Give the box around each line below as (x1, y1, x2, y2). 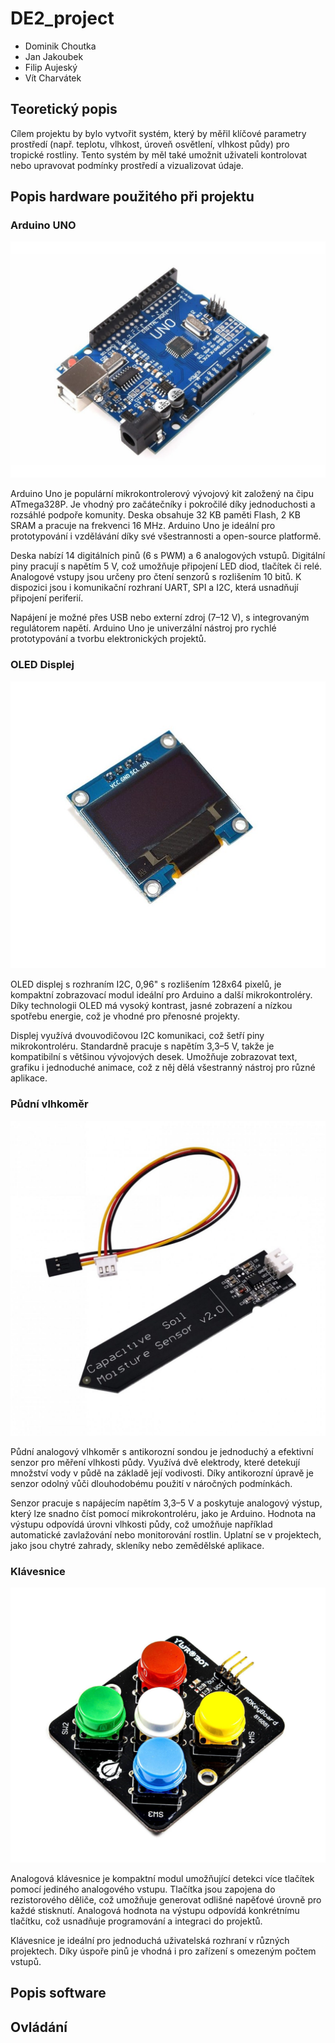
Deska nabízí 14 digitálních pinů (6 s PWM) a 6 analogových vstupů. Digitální (10, 550, 326, 562)
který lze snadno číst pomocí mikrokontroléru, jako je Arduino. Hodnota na (10, 1507, 317, 1519)
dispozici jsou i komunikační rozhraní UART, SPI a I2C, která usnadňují (10, 582, 299, 594)
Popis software (10, 1985, 107, 2002)
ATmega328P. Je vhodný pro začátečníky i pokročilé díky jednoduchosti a (10, 498, 316, 511)
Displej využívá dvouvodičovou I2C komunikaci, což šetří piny (10, 1030, 265, 1042)
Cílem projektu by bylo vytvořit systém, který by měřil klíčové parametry (10, 127, 307, 139)
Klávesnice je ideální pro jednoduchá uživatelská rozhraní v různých (10, 1934, 290, 1946)
